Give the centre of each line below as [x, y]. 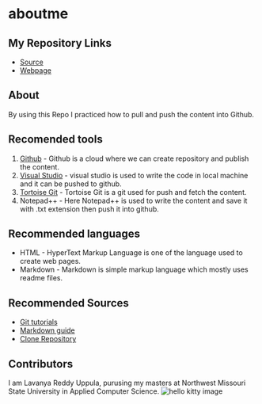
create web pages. [50, 261]
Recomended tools [55, 139]
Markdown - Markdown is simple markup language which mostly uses [134, 269]
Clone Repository [48, 339]
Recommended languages [74, 234]
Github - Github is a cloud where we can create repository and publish [134, 158]
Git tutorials [38, 322]
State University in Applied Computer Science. [84, 391]
